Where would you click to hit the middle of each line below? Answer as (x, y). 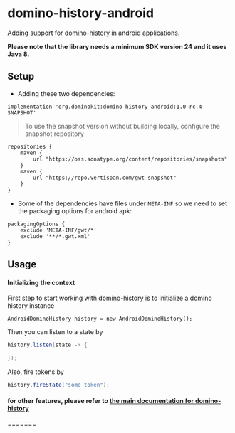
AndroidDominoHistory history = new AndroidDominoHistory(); (100, 319)
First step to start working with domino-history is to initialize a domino (110, 298)
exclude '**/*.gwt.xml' (56, 236)
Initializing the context (41, 282)
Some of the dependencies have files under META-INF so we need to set (122, 203)
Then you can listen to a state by (55, 332)
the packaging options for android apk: (75, 210)
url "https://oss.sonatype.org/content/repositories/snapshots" (130, 159)
